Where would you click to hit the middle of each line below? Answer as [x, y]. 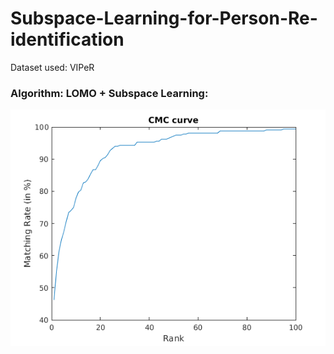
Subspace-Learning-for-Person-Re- [164, 18]
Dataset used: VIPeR [52, 67]
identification [67, 39]
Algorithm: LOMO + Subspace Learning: [109, 93]
